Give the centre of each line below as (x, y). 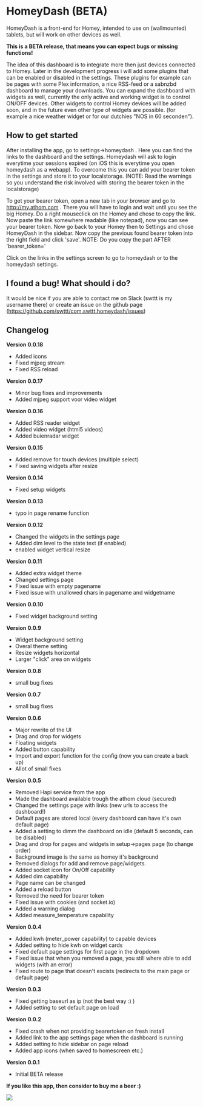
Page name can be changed (50, 883)
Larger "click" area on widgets (53, 659)
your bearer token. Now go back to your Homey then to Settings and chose (100, 226)
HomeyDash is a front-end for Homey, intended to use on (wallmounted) (96, 28)
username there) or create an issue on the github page (75, 304)
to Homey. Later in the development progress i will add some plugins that (98, 71)
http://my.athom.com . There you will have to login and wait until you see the (101, 207)
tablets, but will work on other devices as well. (64, 34)
